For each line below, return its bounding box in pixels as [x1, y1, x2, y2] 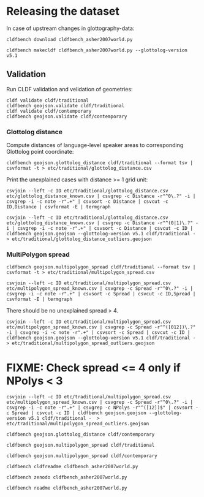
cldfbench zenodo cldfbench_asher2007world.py [6, 474, 127, 480]
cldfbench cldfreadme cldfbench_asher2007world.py [6, 464, 138, 470]
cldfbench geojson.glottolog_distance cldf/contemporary [6, 431, 155, 438]
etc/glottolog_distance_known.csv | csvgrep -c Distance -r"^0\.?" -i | [6, 193, 196, 200]
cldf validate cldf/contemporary [6, 108, 92, 114]
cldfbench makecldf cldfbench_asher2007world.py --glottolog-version [6, 47, 188, 53]
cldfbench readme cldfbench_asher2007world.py [6, 485, 127, 491]
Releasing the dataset [6, 4, 119, 18]
